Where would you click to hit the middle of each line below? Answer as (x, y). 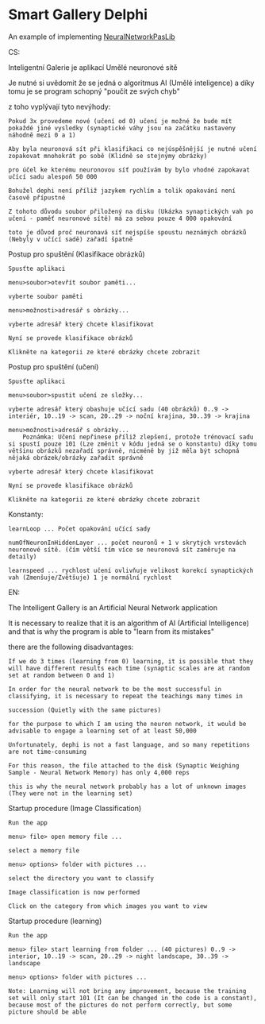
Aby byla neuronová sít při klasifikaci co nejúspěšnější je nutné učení (133, 149)
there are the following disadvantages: (71, 647)
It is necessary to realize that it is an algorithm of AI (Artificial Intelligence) (129, 623)
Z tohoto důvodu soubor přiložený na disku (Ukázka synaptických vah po (131, 211)
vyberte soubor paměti (46, 296)
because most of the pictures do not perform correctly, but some (120, 1005)
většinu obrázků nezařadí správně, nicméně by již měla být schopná (124, 450)
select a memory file (44, 850)
